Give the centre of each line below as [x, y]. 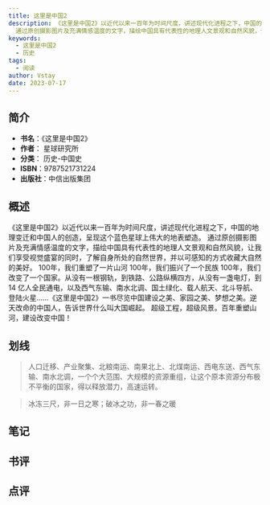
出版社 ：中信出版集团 [55, 179]
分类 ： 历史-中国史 [51, 158]
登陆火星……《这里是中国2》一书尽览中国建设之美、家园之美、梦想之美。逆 [133, 298]
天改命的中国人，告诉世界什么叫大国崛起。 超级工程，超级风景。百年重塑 [129, 308]
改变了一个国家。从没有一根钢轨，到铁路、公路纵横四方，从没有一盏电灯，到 [135, 277]
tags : [17, 61]
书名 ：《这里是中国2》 [56, 138]
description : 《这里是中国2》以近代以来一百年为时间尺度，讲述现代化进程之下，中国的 [135, 23]
